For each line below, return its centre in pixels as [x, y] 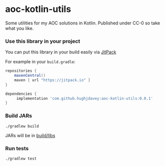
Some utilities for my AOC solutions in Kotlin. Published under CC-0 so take [83, 23]
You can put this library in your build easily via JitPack [61, 52]
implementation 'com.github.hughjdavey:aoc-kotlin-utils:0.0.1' [85, 98]
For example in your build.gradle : [40, 62]
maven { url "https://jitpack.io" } [52, 80]
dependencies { [21, 94]
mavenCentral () [30, 76]
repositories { [21, 71]
